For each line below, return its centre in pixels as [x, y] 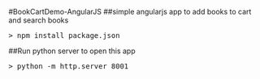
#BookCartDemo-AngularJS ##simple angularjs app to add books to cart [130, 12]
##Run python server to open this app [72, 51]
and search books [39, 20]
